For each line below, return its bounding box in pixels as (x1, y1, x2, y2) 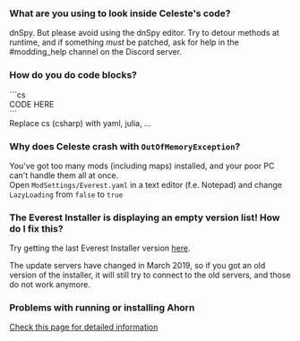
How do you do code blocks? (9, 69, 137, 81)
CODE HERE (9, 98, 55, 109)
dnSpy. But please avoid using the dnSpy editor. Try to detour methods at (9, 28, 279, 38)
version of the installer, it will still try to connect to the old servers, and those (9, 269, 291, 280)
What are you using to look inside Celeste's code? (9, 7, 231, 20)
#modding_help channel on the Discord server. (9, 47, 182, 57)
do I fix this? (9, 222, 64, 234)
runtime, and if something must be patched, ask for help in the (9, 37, 239, 47)
